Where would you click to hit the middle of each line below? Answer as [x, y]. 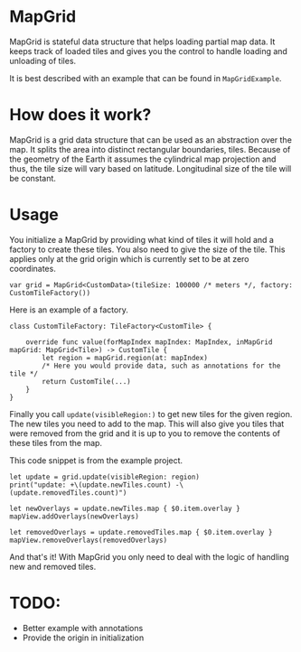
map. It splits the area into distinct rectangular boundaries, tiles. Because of [150, 149]
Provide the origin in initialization [83, 638]
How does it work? [80, 115]
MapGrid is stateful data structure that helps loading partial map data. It [142, 42]
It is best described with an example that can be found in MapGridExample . [146, 78]
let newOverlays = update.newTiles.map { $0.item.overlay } [125, 508]
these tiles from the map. [56, 442]
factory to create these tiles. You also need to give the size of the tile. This [147, 249]
